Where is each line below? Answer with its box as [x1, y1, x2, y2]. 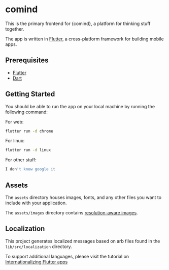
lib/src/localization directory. [5, 243, 72, 250]
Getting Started [5, 90, 55, 99]
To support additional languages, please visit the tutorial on [5, 253, 129, 259]
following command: [5, 109, 48, 115]
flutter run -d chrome [5, 129, 53, 134]
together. [5, 26, 24, 32]
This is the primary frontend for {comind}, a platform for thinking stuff [5, 20, 151, 27]
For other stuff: [5, 157, 37, 163]
